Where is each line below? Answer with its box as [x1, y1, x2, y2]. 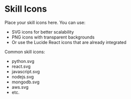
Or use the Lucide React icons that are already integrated [11, 39, 127, 45]
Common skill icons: [4, 49, 45, 55]
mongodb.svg [11, 79, 40, 85]
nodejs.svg [11, 74, 34, 79]
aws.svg [11, 84, 29, 90]
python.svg [11, 58, 35, 64]
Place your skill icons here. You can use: [4, 20, 86, 25]
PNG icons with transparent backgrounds [11, 34, 95, 40]
